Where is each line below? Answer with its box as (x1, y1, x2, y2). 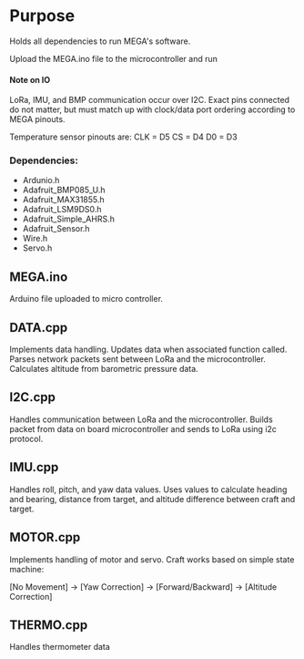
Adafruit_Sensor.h (22, 223, 90, 234)
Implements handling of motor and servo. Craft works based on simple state (9, 553, 295, 565)
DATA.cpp (9, 320, 68, 335)
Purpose (9, 5, 76, 26)
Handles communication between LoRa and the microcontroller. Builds (9, 414, 273, 425)
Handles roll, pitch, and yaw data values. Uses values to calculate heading (9, 484, 288, 495)
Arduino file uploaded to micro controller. (9, 293, 164, 304)
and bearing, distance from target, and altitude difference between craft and (9, 493, 296, 504)
